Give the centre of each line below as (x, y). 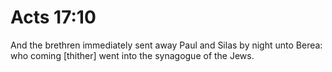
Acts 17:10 (53, 17)
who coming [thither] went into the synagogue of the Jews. (132, 55)
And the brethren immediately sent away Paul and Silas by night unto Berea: (166, 45)
